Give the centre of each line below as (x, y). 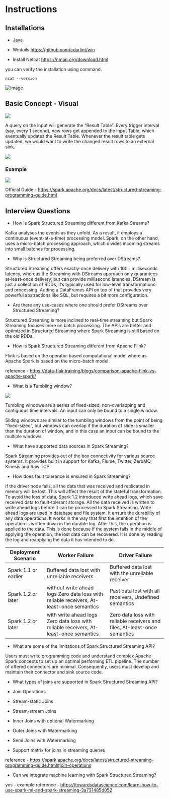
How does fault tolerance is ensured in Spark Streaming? (71, 476)
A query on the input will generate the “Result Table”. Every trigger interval (82, 125)
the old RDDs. (19, 336)
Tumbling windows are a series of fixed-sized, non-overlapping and (75, 405)
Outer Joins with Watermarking (45, 730)
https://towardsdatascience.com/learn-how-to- (109, 784)
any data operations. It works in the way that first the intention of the (76, 518)
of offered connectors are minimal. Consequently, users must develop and (82, 666)
